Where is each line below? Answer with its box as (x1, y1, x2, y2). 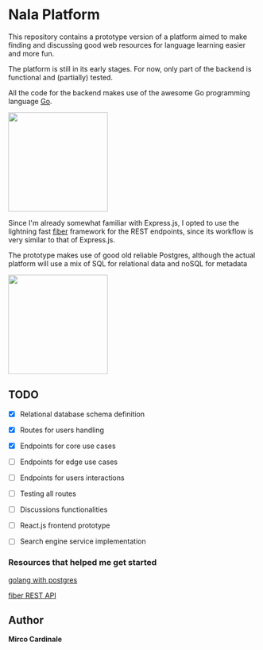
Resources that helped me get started (8, 557, 157, 568)
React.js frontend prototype (19, 520, 110, 530)
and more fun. (8, 48, 55, 58)
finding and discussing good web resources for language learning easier (8, 40, 246, 49)
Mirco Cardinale (8, 634, 62, 644)
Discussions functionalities (19, 505, 108, 514)
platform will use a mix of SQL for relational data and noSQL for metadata (8, 258, 248, 268)
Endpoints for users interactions (19, 473, 125, 482)
